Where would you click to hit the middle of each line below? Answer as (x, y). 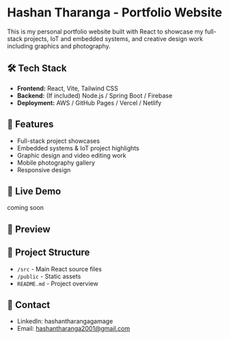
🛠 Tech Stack (37, 69)
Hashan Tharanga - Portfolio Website (114, 13)
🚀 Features (30, 124)
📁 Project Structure (49, 253)
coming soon (26, 208)
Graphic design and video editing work (71, 155)
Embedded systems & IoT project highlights (78, 148)
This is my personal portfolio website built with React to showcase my (105, 31)
